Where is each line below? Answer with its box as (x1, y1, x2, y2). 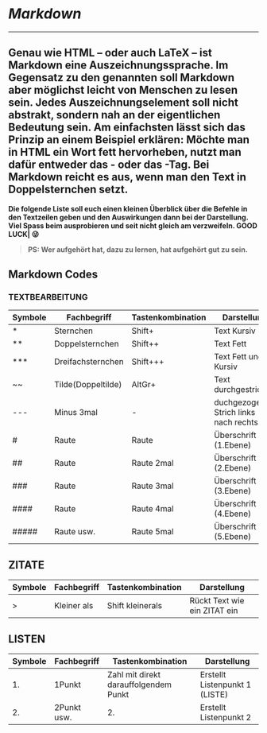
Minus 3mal (54, 407, 98, 418)
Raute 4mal (131, 503, 174, 514)
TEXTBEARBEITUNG (8, 292, 88, 303)
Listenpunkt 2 (199, 712, 252, 723)
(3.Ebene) (214, 486, 252, 497)
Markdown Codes (8, 268, 98, 281)
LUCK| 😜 (8, 229, 40, 239)
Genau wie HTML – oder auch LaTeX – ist (8, 46, 212, 60)
